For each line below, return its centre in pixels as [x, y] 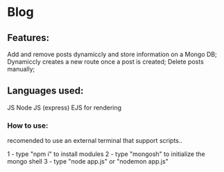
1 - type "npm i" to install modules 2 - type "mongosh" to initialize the [106, 154]
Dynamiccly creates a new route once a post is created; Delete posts [106, 62]
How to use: [28, 126]
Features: [28, 38]
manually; [21, 69]
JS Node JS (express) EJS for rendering [64, 108]
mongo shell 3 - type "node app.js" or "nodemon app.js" [88, 162]
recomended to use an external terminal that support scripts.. [95, 141]
